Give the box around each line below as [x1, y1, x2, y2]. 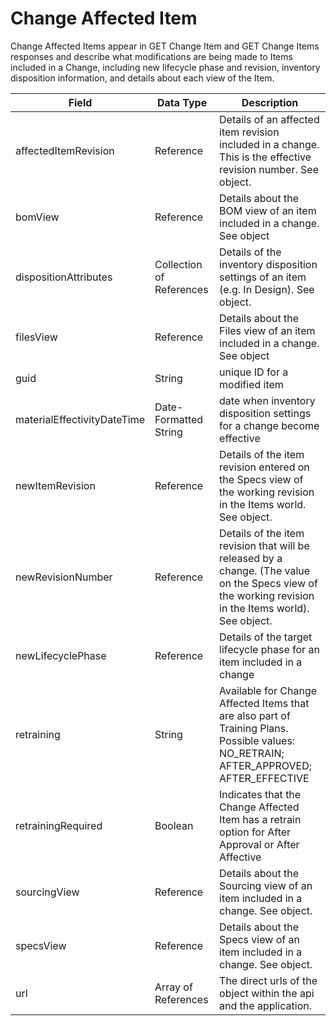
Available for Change [219, 683, 318, 697]
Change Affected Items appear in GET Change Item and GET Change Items [10, 40, 320, 52]
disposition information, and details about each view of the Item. [10, 72, 275, 84]
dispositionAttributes [15, 270, 113, 284]
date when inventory [219, 393, 316, 407]
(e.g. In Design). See [219, 282, 315, 296]
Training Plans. [219, 721, 289, 735]
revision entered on [219, 460, 310, 474]
